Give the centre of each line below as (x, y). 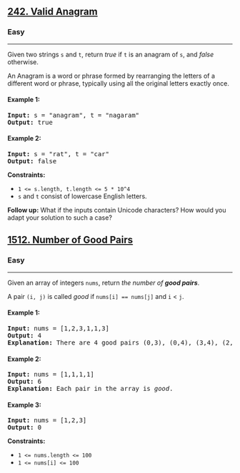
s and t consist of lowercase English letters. (82, 196)
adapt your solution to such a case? (60, 218)
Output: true (30, 122)
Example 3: (24, 405)
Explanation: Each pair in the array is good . (90, 389)
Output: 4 (24, 335)
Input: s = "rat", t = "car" (58, 154)
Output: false (32, 161)
